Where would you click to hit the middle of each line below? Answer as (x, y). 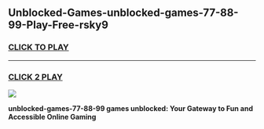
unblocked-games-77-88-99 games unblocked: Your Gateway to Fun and (131, 108)
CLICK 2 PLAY (35, 77)
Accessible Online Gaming (52, 116)
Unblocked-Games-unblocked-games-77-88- (123, 13)
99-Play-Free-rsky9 (58, 25)
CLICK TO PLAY (38, 48)
